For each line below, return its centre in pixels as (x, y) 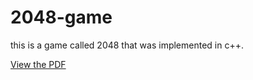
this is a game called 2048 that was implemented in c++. (127, 45)
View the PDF (38, 64)
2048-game (61, 17)
